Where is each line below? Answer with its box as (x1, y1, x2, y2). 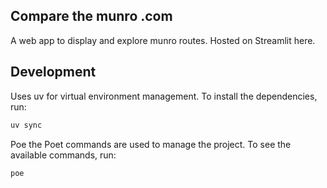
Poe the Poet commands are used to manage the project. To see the (10, 138, 292, 150)
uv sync (10, 120, 43, 130)
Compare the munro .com (10, 8, 173, 25)
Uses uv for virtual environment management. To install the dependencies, (10, 90, 318, 102)
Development (10, 64, 97, 81)
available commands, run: (10, 149, 117, 161)
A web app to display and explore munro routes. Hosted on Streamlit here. (10, 34, 316, 46)
